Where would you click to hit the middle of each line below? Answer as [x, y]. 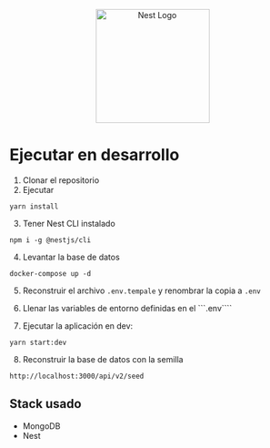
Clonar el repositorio [61, 180]
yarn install [34, 206]
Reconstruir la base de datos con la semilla [103, 359]
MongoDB [41, 426]
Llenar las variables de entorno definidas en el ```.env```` [127, 308]
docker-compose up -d [50, 273]
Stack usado [45, 404]
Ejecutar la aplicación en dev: [78, 326]
